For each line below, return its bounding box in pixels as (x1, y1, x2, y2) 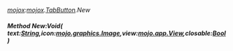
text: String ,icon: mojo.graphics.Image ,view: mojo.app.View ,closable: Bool (7, 29, 226, 37)
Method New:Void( (7, 21, 63, 30)
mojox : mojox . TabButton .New (7, 6, 91, 14)
